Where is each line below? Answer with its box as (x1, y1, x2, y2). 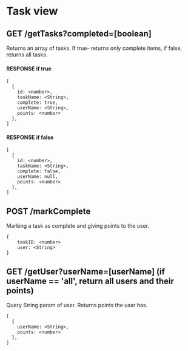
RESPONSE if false (6, 134, 54, 141)
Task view (6, 4, 58, 18)
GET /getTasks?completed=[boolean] (6, 29, 152, 39)
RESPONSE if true (6, 65, 52, 72)
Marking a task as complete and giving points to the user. (6, 222, 150, 230)
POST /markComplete (6, 206, 91, 216)
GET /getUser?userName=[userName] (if (6, 266, 166, 277)
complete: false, (17, 168, 61, 174)
